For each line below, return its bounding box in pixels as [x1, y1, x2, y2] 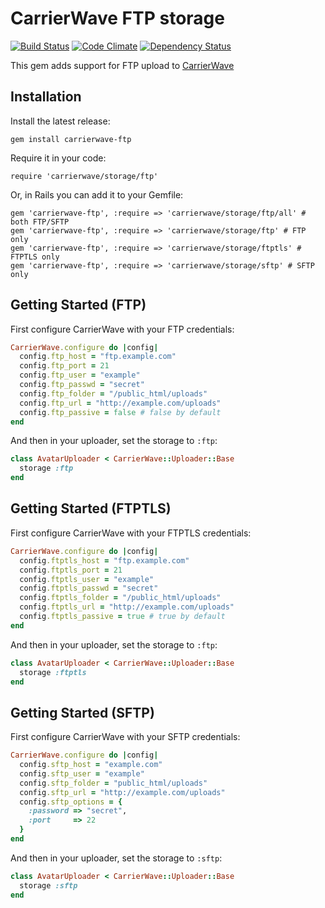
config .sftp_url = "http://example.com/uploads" [19, 787, 226, 797]
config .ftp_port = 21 [19, 361, 110, 371]
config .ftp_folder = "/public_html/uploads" [19, 388, 208, 399]
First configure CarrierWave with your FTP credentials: [10, 323, 235, 335]
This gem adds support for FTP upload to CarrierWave [10, 59, 235, 71]
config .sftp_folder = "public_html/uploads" [19, 778, 208, 788]
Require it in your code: [10, 152, 107, 164]
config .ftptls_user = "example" [19, 574, 155, 584]
